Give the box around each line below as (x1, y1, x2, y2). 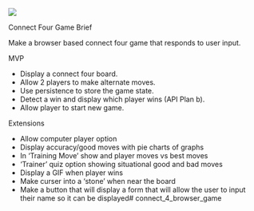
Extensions (8, 118, 46, 128)
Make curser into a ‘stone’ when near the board (19, 177, 176, 185)
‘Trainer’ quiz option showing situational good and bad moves (19, 160, 224, 169)
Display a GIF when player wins (19, 168, 124, 177)
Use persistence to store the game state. (19, 86, 154, 95)
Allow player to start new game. (19, 103, 125, 112)
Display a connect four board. (19, 69, 118, 78)
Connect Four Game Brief (8, 22, 93, 32)
